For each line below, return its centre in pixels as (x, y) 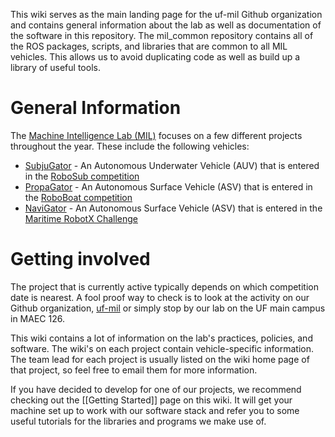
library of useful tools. (55, 67)
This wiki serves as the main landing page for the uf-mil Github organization (166, 14)
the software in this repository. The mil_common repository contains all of (162, 35)
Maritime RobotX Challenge (81, 218)
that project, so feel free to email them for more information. (134, 370)
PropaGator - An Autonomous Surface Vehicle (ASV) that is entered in (168, 186)
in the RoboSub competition (82, 176)
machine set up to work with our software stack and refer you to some (155, 410)
